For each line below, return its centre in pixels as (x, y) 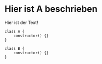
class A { (15, 31)
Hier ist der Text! (21, 22)
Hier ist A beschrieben (51, 9)
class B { (15, 48)
